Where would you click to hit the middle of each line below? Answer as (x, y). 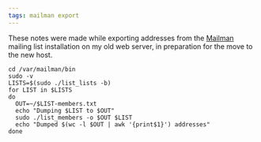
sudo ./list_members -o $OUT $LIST (74, 118)
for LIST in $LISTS (40, 90)
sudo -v (21, 76)
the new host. (30, 54)
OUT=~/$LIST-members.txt (56, 103)
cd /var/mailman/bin (42, 69)
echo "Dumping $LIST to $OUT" (65, 110)
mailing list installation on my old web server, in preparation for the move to (130, 46)
